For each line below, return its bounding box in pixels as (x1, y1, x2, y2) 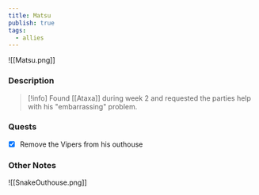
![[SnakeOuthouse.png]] (8, 178, 87, 187)
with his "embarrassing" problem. (27, 101, 138, 111)
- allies (15, 33, 44, 42)
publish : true (8, 19, 55, 27)
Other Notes (8, 159, 57, 170)
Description (8, 75, 55, 86)
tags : (8, 26, 26, 34)
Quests (8, 121, 37, 132)
